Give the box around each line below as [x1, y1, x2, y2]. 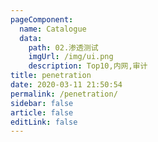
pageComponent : [10, 14, 74, 25]
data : [19, 33, 43, 43]
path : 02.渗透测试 [28, 42, 99, 53]
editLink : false [10, 117, 78, 127]
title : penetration [10, 71, 92, 81]
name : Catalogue [19, 24, 87, 34]
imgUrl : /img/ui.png [28, 52, 114, 62]
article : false [10, 107, 74, 118]
